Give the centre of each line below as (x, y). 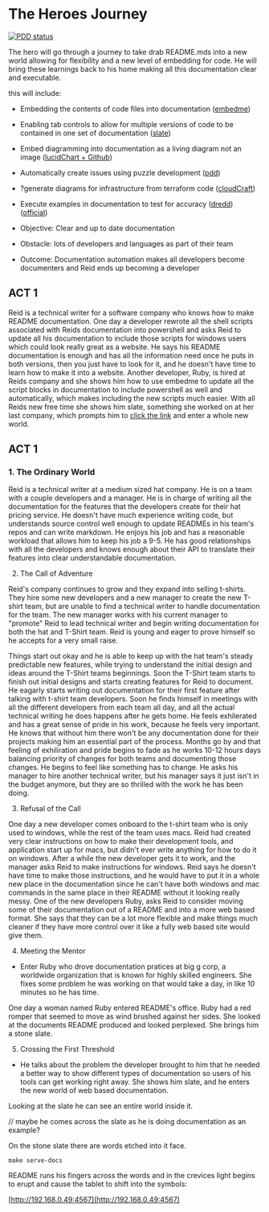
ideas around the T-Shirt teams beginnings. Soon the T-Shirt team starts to (132, 673)
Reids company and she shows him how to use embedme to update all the (131, 381)
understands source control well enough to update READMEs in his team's (131, 523)
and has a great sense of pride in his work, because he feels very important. (134, 725)
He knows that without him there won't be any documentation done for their (134, 733)
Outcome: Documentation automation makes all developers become (132, 259)
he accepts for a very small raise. (63, 640)
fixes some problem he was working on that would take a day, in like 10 (137, 984)
